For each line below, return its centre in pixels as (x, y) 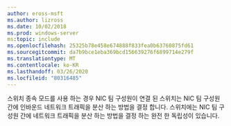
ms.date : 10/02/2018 (37, 26)
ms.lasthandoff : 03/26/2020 (48, 71)
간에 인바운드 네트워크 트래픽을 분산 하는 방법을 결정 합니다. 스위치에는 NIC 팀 (112, 107)
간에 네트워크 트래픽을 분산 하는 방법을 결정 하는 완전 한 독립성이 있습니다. (120, 116)
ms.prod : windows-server (43, 33)
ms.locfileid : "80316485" (44, 78)
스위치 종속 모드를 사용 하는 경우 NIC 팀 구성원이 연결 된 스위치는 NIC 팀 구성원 (114, 98)
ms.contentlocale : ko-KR (43, 65)
